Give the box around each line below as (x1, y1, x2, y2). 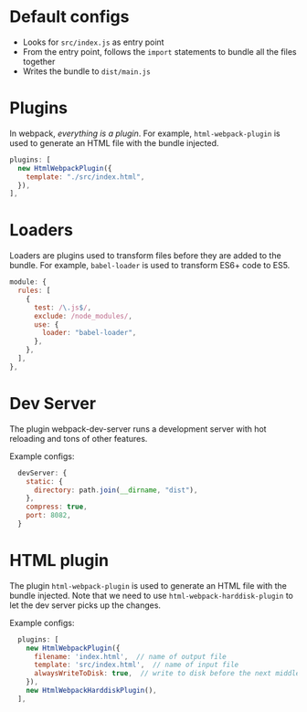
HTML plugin (9, 550, 110, 571)
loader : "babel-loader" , (42, 329, 137, 338)
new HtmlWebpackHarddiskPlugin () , (26, 686, 157, 696)
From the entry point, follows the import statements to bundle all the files (22, 46, 297, 57)
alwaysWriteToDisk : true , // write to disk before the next (33, 669, 272, 678)
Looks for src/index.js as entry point (22, 37, 164, 47)
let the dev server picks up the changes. (9, 600, 162, 611)
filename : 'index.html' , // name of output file (33, 652, 227, 661)
